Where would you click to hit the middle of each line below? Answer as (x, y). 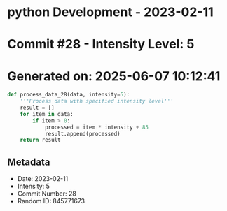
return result (40, 140)
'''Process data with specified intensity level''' (97, 101)
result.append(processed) (82, 133)
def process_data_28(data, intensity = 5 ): (69, 95)
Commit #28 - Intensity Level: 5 (101, 44)
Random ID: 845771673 (51, 201)
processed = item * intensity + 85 (97, 127)
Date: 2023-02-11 (43, 179)
